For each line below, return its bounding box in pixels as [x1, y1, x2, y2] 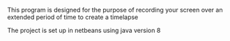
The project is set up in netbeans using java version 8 [7, 27, 161, 34]
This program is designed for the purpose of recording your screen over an [7, 6, 223, 14]
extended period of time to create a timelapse [7, 13, 139, 21]
